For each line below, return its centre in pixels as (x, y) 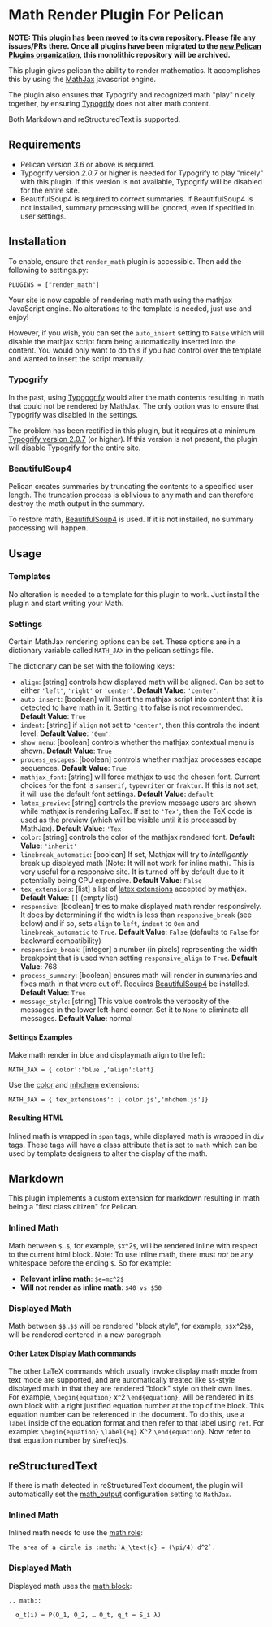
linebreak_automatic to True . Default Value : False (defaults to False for (140, 932)
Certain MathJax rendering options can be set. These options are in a (125, 642)
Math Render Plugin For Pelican (117, 15)
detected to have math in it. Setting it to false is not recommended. (132, 707)
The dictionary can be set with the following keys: (91, 666)
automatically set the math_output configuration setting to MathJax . (120, 1494)
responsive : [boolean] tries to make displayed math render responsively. (141, 907)
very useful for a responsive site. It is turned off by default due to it (132, 872)
